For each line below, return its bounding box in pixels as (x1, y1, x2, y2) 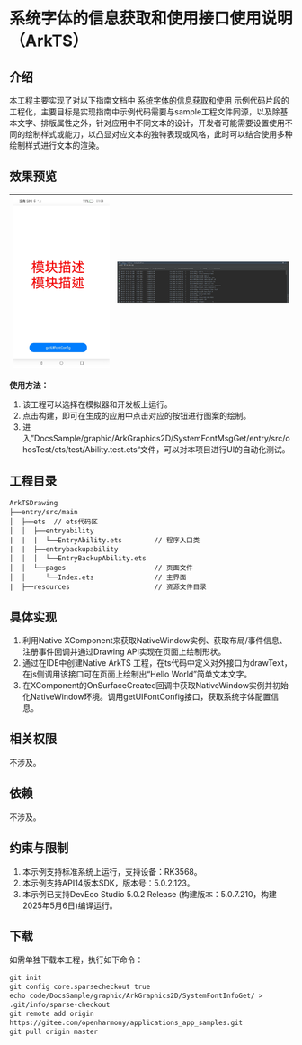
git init (9, 974, 42, 983)
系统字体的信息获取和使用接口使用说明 (9, 8, 294, 29)
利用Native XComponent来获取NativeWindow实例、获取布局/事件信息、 (22, 635, 288, 646)
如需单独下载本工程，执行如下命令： (9, 954, 144, 965)
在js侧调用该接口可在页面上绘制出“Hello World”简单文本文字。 (22, 668, 253, 680)
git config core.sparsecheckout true (9, 983, 151, 992)
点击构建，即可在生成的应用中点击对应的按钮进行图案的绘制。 (22, 411, 252, 422)
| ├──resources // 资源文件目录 (9, 583, 207, 592)
